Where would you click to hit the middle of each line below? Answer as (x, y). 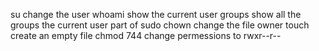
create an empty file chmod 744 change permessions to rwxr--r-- (146, 35)
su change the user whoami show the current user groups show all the (156, 14)
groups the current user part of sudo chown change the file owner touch (160, 25)
